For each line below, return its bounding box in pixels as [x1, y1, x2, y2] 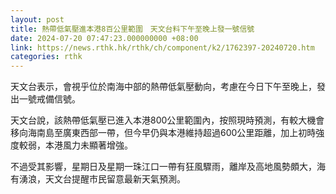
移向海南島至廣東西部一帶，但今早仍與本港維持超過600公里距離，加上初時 [10, 127, 317, 139]
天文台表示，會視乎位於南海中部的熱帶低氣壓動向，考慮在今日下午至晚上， [10, 81, 317, 93]
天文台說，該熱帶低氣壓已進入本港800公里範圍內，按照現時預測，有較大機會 [10, 114, 325, 126]
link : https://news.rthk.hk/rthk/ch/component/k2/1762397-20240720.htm [10, 42, 315, 53]
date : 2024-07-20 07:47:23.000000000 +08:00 [10, 33, 199, 43]
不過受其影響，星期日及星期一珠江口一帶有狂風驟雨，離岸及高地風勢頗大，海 [10, 161, 326, 173]
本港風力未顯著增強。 [44, 139, 133, 151]
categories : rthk [10, 52, 83, 62]
